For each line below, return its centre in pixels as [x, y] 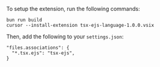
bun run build [24, 20]
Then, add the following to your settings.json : [65, 37]
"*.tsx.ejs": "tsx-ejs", [43, 53]
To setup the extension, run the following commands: [73, 9]
